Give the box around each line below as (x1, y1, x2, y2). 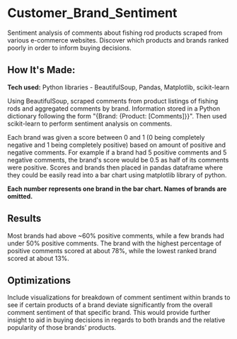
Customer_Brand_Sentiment (7, 5, 178, 21)
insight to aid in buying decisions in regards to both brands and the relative (7, 316, 226, 324)
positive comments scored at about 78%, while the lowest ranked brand (7, 246, 217, 255)
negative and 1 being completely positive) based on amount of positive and (7, 140, 226, 149)
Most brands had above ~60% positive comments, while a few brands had (7, 231, 224, 240)
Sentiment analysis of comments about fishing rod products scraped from (7, 28, 223, 37)
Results (7, 213, 42, 225)
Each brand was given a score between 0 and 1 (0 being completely (7, 133, 205, 141)
